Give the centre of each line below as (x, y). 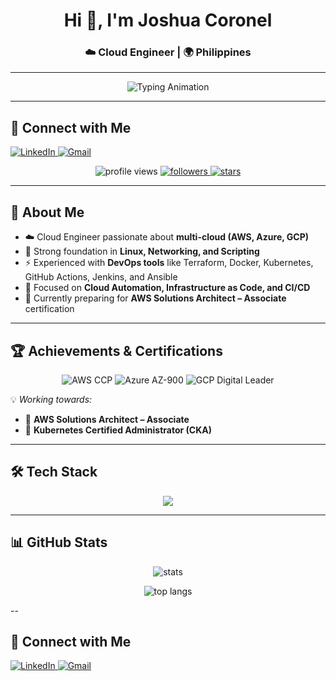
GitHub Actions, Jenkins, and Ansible (101, 277)
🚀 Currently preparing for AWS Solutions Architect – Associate (155, 298)
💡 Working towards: (51, 399)
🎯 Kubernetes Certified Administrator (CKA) (118, 430)
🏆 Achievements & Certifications (116, 350)
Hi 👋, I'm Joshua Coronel (168, 20)
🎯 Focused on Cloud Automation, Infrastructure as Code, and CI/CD (167, 288)
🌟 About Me (47, 212)
